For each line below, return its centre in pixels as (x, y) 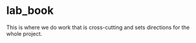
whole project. (24, 33)
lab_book (30, 11)
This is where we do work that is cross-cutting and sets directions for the (98, 27)
